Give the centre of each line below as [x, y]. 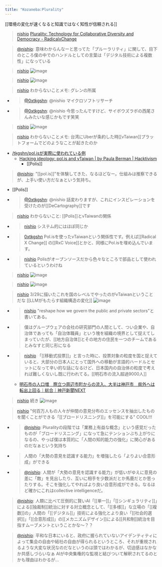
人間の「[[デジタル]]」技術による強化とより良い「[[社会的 [90, 513]
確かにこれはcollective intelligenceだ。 [67, 490]
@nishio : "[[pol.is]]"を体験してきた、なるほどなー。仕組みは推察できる [87, 173]
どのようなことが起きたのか [70, 143]
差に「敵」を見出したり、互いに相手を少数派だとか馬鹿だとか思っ [90, 478]
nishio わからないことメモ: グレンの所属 [56, 90]
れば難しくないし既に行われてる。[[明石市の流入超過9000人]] [85, 374]
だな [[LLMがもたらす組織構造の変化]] [55, 300]
